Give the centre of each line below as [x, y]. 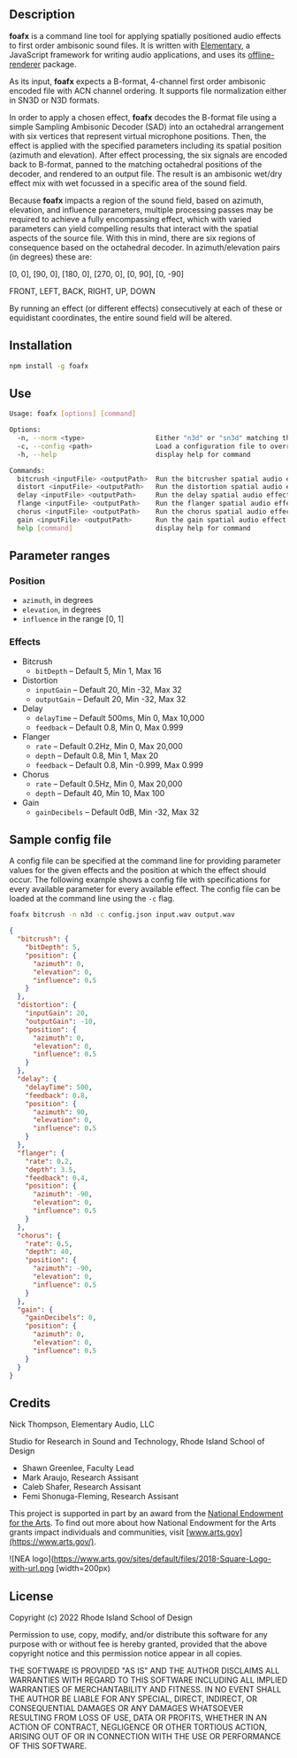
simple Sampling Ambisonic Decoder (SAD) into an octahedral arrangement [147, 127]
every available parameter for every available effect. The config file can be [145, 889]
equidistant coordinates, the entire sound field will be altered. [121, 317]
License [31, 1596]
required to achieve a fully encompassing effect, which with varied [130, 219]
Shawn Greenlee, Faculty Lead [78, 1468]
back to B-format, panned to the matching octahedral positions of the [136, 164]
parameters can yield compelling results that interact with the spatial [134, 228]
